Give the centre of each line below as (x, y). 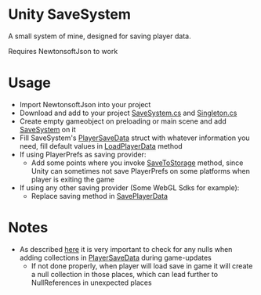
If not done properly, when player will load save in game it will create (142, 266)
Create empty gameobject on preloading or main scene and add (123, 121)
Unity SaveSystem (70, 14)
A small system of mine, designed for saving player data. (100, 36)
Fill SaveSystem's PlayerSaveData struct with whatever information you (134, 138)
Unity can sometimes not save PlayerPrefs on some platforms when (141, 171)
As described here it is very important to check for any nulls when (126, 249)
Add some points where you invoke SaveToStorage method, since (137, 163)
